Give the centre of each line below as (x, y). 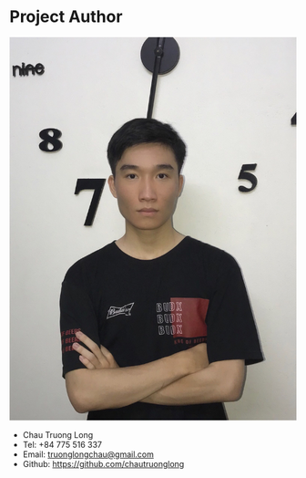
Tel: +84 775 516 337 (62, 444)
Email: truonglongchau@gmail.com (88, 454)
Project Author (66, 17)
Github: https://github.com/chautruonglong (103, 463)
